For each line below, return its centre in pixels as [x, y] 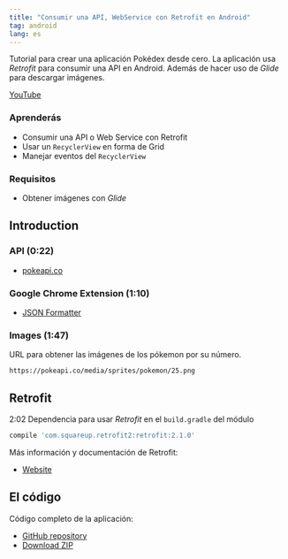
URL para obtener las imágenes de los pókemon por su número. [125, 355]
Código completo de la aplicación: [72, 518]
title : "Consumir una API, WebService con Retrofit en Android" [130, 17]
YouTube [25, 95]
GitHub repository [54, 535]
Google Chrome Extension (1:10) [80, 293]
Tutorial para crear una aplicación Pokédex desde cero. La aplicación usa [143, 59]
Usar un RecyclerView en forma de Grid [93, 146]
